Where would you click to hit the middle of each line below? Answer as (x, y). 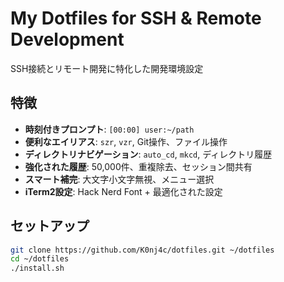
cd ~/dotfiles (40, 259)
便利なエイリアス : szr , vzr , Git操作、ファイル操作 (126, 141)
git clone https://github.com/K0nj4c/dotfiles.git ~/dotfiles (142, 250)
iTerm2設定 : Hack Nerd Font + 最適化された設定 (123, 191)
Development (67, 39)
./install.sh (37, 268)
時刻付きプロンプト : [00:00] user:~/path (109, 129)
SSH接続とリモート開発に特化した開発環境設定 (107, 68)
